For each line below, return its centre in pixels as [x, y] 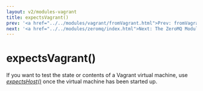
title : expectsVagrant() [37, 17]
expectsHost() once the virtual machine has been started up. [82, 81]
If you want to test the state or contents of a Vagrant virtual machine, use [97, 75]
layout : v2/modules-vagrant [42, 12]
